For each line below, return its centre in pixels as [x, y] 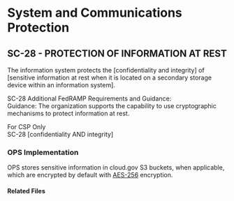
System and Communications [95, 13]
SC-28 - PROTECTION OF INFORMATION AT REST [117, 53]
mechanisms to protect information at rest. [68, 113]
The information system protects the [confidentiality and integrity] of [106, 70]
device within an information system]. [61, 85]
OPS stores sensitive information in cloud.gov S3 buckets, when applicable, [116, 167]
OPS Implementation [43, 152]
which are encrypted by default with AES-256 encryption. [90, 175]
